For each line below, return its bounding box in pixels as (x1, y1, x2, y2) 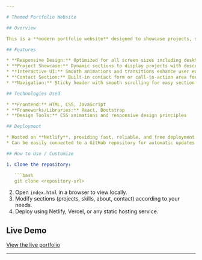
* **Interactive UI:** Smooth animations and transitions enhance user (6, 68, 189, 75)
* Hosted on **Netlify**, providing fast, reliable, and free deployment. (6, 135, 198, 141)
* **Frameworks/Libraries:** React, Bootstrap (6, 107, 125, 113)
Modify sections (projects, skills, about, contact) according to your (14, 195, 180, 202)
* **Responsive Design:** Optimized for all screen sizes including (6, 58, 182, 64)
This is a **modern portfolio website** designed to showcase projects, (6, 35, 192, 42)
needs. (14, 202, 32, 209)
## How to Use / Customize (6, 151, 74, 157)
